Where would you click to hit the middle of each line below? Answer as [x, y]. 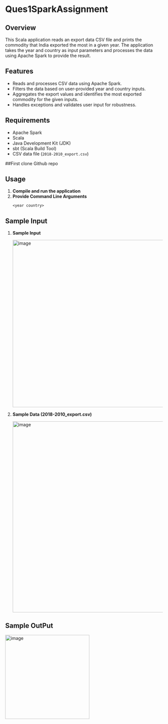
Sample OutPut [29, 626]
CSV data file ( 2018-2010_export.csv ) [50, 154]
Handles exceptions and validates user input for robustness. [74, 105]
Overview [21, 28]
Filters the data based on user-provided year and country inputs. [79, 89]
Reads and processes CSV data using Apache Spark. [67, 83]
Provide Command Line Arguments [49, 197]
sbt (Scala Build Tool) [34, 148]
